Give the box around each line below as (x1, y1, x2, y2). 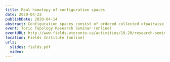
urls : (5, 40, 17, 45)
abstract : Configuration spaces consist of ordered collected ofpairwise (5, 21, 164, 26)
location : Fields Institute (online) (5, 35, 85, 40)
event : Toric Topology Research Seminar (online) (5, 26, 112, 31)
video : (10, 49, 24, 54)
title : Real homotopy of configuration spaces (5, 7, 105, 12)
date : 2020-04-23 (5, 12, 42, 17)
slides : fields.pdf (10, 44, 51, 49)
